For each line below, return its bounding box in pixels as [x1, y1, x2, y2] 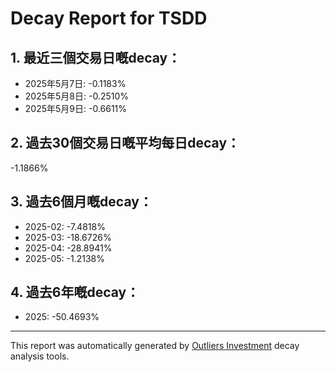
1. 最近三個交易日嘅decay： [10, 49, 182, 66]
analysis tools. [10, 350, 70, 362]
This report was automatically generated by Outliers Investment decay [10, 340, 300, 352]
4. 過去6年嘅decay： [10, 284, 140, 301]
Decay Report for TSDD [10, 7, 208, 30]
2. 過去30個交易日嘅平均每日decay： [10, 135, 241, 152]
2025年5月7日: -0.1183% [24, 78, 127, 89]
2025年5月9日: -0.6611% [24, 103, 128, 114]
